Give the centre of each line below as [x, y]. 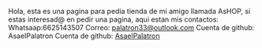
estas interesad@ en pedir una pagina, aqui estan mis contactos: [114, 19]
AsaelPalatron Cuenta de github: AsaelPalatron [84, 36]
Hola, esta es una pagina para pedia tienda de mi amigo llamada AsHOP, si [129, 11]
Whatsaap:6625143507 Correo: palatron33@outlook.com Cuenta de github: [131, 27]
